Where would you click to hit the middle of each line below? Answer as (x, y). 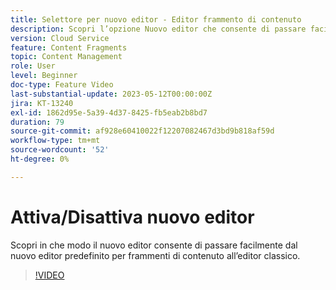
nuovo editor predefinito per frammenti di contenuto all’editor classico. (155, 255)
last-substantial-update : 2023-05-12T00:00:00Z (111, 94)
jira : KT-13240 (42, 103)
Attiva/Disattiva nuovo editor (132, 217)
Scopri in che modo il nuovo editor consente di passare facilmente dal (154, 245)
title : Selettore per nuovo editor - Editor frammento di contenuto (156, 19)
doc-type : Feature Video (62, 85)
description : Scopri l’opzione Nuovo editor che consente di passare (158, 29)
